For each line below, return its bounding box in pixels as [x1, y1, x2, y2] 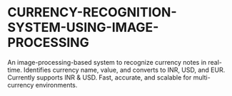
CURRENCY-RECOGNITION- [7, 4, 177, 21]
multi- [193, 73, 211, 82]
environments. [35, 80, 78, 89]
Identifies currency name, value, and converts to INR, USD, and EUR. [24, 65, 226, 74]
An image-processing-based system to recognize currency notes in [7, 58, 207, 66]
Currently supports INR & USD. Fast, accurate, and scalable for [7, 73, 192, 82]
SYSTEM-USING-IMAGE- [7, 19, 159, 36]
